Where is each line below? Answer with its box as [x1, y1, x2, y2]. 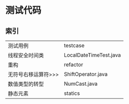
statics [63, 90, 80, 97]
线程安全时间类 [8, 52, 45, 59]
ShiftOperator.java [63, 71, 108, 77]
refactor [63, 61, 83, 68]
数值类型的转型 [8, 81, 45, 87]
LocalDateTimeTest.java [63, 51, 121, 59]
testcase [63, 42, 85, 49]
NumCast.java [63, 80, 98, 87]
